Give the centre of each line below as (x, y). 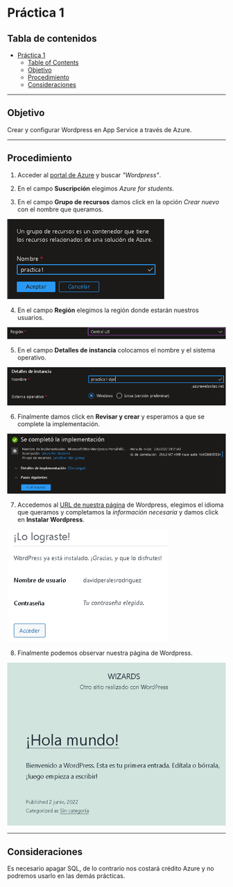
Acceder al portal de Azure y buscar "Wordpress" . (89, 174)
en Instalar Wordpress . (51, 520)
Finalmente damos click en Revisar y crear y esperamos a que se (111, 416)
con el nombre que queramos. (60, 209)
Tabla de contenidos (52, 39)
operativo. (32, 357)
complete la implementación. (59, 424)
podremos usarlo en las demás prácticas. (66, 876)
